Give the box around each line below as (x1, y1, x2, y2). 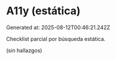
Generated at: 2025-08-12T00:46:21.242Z (6, 24, 111, 31)
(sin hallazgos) (6, 46, 42, 54)
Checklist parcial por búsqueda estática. (6, 35, 106, 42)
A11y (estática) (6, 4, 81, 18)
